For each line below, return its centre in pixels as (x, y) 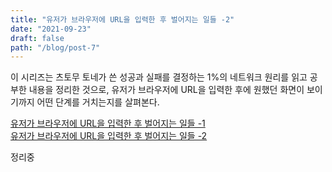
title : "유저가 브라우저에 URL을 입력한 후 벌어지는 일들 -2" (122, 19)
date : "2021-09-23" (51, 29)
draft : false (37, 38)
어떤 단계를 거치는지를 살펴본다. (98, 102)
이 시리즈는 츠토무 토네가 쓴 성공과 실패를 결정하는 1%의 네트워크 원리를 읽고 (159, 77)
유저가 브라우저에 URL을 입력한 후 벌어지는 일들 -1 (108, 123)
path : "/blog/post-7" (55, 47)
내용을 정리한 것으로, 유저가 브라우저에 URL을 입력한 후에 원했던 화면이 (166, 90)
